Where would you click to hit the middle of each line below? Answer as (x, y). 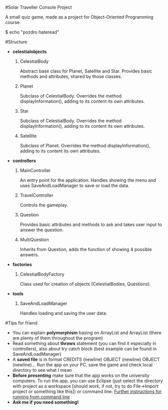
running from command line (41, 397)
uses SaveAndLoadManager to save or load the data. (75, 185)
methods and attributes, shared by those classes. (71, 76)
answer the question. (42, 230)
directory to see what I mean (42, 370)
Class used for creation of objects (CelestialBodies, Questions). (86, 284)
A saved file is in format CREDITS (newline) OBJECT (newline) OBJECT (86, 359)
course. (13, 22)
